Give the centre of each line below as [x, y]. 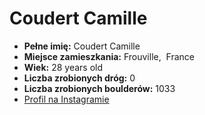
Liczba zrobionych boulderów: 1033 [99, 88]
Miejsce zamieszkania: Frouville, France [109, 56]
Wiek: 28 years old [63, 67]
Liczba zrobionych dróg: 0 [79, 78]
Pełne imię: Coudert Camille [82, 46]
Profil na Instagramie [66, 99]
